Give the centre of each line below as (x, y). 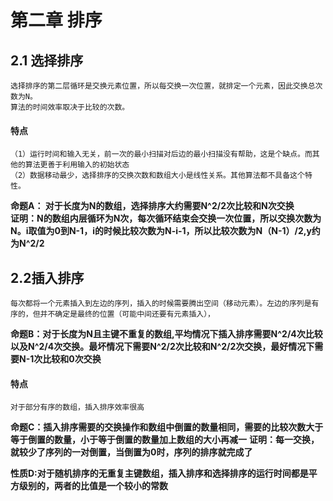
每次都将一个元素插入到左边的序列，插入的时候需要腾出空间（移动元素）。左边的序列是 (161, 304)
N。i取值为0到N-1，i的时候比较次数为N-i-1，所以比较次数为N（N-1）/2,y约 (165, 231)
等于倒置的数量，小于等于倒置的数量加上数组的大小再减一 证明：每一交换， (165, 440)
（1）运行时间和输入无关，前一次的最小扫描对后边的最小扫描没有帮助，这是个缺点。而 (161, 154)
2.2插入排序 (47, 277)
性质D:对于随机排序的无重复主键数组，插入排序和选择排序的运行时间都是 (159, 473)
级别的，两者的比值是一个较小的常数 (93, 486)
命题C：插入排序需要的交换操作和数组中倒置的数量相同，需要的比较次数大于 (167, 427)
